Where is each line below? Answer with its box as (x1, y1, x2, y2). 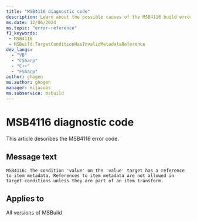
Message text (6, 152, 57, 162)
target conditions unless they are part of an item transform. (6, 178, 164, 183)
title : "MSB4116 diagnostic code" (6, 8, 91, 15)
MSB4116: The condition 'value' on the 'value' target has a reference (6, 168, 185, 174)
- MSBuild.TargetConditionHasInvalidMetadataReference (8, 42, 145, 47)
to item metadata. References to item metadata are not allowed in (6, 172, 175, 179)
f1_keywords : (6, 30, 38, 36)
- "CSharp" (11, 57, 38, 63)
